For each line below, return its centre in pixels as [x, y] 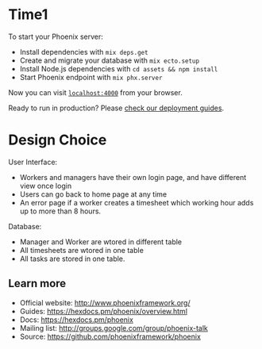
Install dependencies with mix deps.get [84, 52]
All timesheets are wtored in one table [82, 250]
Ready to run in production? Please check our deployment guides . [116, 108]
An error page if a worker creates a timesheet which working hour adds [137, 202]
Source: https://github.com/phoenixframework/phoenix [110, 336]
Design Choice [58, 140]
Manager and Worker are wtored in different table [101, 242]
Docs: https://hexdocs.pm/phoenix [76, 320]
